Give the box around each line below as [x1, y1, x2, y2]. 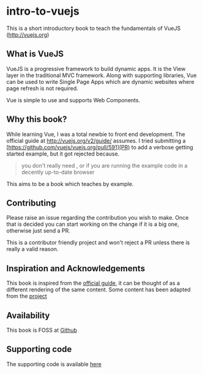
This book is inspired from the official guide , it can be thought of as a [6, 280, 180, 287]
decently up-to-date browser [21, 168, 95, 176]
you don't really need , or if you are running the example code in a [21, 162, 188, 169]
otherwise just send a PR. [6, 227, 70, 234]
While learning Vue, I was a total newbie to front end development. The [6, 130, 185, 138]
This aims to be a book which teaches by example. [6, 180, 134, 187]
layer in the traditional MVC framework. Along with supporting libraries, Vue [6, 72, 197, 79]
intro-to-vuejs [6, 4, 79, 18]
